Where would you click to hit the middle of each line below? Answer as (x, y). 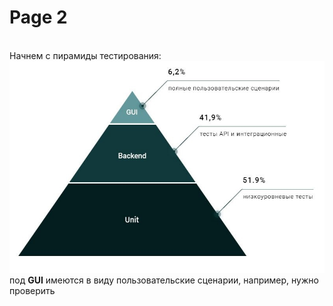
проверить (32, 290)
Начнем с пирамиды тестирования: (85, 55)
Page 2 (38, 17)
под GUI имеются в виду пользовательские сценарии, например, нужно (164, 280)
